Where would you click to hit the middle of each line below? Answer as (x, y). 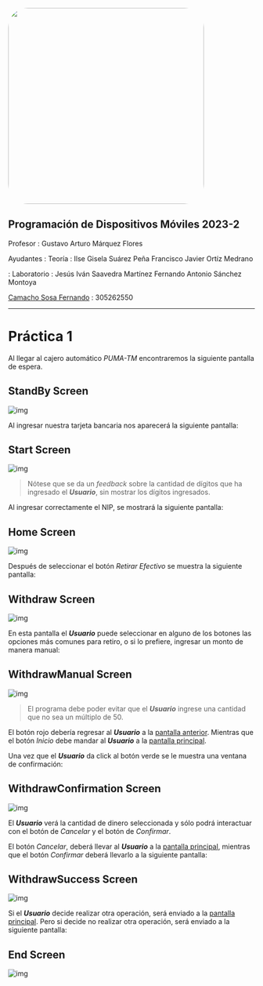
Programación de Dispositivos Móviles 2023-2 (124, 225)
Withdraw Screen (52, 599)
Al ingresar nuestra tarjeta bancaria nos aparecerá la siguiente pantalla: (123, 425)
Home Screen (42, 532)
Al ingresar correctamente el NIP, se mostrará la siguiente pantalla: (116, 508)
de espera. (25, 366)
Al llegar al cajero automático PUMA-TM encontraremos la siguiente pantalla (131, 358)
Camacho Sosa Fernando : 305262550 (71, 297)
